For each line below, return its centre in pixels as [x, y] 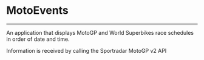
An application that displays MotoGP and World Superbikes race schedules [100, 32]
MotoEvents [37, 10]
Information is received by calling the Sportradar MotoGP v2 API [87, 50]
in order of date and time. [38, 39]
